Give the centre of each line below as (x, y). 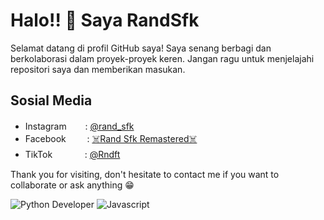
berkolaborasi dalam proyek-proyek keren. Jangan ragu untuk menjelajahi (162, 58)
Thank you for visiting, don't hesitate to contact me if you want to (145, 174)
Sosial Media (51, 100)
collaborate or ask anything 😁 (72, 185)
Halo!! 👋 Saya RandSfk (105, 20)
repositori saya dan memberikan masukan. (98, 69)
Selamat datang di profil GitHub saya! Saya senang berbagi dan (141, 48)
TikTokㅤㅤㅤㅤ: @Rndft (72, 154)
